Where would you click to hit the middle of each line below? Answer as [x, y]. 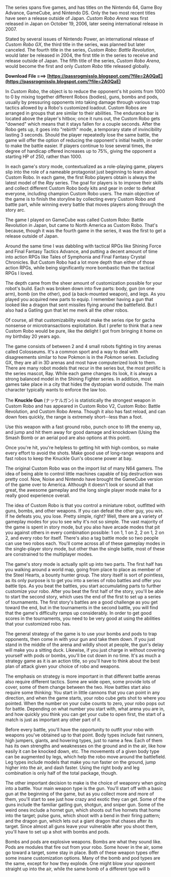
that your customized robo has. [38, 624]
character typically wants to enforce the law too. [56, 390]
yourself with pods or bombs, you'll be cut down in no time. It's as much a [83, 655]
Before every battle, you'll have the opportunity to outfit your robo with [80, 730]
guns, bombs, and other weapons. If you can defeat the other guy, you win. [84, 511]
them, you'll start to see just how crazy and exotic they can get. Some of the [86, 799]
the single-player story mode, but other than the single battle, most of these [85, 549]
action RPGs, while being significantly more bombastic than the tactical [80, 268]
